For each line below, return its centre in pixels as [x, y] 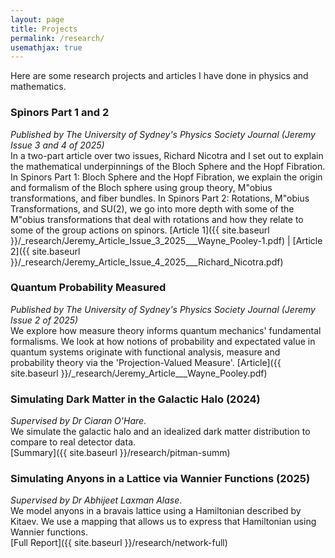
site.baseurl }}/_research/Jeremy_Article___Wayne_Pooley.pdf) [139, 373]
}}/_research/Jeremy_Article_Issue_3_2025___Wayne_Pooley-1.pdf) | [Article [166, 240]
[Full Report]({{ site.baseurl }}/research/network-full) [119, 543]
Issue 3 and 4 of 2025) [57, 145]
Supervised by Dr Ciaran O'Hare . [78, 421]
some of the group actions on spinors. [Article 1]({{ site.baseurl [140, 230]
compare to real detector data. [73, 442]
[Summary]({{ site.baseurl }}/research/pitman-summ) [120, 453]
